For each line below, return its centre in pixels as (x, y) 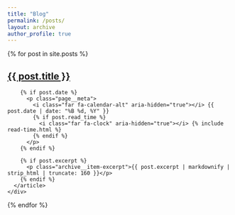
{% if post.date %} (49, 93)
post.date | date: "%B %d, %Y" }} (59, 111)
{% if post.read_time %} (70, 118)
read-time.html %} (34, 130)
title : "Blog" (28, 14)
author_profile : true (39, 34)
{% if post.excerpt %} (54, 161)
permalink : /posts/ (36, 21)
